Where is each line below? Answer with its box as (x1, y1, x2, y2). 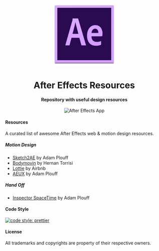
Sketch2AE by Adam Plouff (12, 155, 69, 161)
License (5, 229, 23, 235)
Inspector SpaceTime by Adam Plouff (12, 195, 90, 201)
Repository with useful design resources (41, 96, 128, 102)
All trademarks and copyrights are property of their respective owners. (5, 240, 151, 246)
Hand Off (5, 182, 25, 188)
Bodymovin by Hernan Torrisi (12, 160, 73, 166)
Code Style (5, 206, 29, 212)
